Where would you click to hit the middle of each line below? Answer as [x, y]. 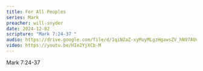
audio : [14, 40]
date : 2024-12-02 [28, 29]
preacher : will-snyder [35, 23]
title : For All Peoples [36, 12]
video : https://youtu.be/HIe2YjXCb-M [54, 46]
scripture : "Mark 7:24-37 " [42, 34]
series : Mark [23, 17]
